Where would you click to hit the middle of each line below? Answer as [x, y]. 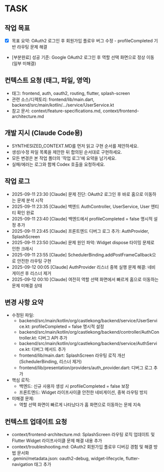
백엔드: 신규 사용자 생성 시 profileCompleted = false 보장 [74, 386]
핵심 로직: [21, 380]
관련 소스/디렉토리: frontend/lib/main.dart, [53, 99]
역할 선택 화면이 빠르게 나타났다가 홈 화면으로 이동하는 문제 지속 [80, 405]
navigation [22, 464]
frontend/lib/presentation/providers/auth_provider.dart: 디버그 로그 [86, 368]
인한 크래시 [22, 249]
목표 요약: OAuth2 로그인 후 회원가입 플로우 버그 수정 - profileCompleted [82, 41]
